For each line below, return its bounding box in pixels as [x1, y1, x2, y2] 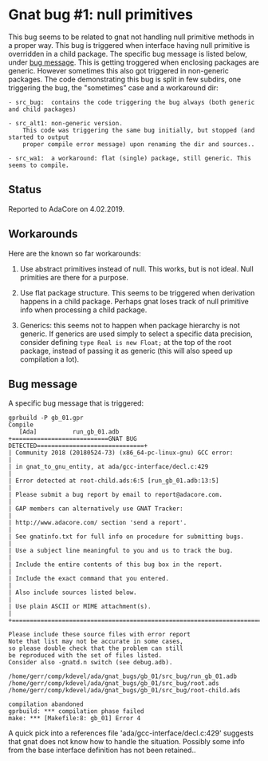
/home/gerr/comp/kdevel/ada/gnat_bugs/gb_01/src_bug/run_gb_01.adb [8, 672, 238, 680]
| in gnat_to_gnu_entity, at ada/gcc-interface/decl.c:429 [8, 463, 209, 471]
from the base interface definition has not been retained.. [8, 745, 196, 755]
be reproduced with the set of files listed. [8, 652, 162, 660]
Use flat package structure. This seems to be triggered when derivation [19, 287, 255, 297]
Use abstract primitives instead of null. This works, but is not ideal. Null [19, 264, 254, 273]
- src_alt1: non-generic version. [8, 119, 124, 127]
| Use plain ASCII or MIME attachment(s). [8, 603, 152, 611]
